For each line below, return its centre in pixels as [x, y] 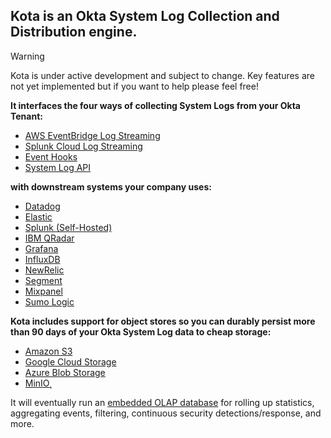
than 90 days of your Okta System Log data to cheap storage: [141, 331]
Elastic [38, 216]
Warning [27, 56]
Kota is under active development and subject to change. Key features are [162, 75]
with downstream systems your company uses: [111, 186]
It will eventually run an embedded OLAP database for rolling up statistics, [162, 402]
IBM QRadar [49, 238]
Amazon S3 [48, 351]
